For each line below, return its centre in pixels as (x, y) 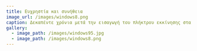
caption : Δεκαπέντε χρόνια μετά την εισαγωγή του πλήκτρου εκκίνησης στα (99, 22)
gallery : (17, 28)
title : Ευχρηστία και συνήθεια (45, 11)
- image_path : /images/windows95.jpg (58, 33)
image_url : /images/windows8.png (47, 17)
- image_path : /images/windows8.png (56, 39)
